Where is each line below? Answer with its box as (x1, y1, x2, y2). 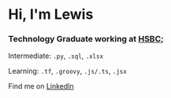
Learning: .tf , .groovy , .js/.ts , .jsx (8, 67, 128, 76)
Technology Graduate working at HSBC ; (8, 34, 164, 45)
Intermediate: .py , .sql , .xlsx (8, 51, 104, 60)
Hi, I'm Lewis (8, 5, 94, 24)
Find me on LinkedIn (8, 82, 75, 91)
